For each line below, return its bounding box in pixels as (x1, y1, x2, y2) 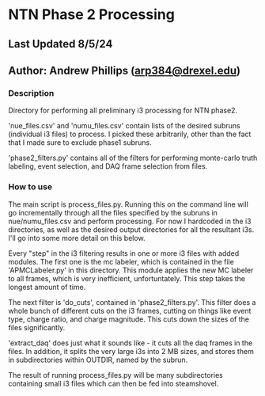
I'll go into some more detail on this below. (8, 233, 146, 242)
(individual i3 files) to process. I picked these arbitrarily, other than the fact (8, 129, 252, 139)
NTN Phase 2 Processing (8, 6, 176, 24)
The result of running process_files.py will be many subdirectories (8, 370, 223, 379)
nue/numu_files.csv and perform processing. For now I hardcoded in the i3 (8, 216, 252, 226)
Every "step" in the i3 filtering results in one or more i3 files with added (8, 248, 240, 258)
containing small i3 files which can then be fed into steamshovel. (8, 379, 219, 388)
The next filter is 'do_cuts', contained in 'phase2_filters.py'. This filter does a (8, 297, 256, 307)
